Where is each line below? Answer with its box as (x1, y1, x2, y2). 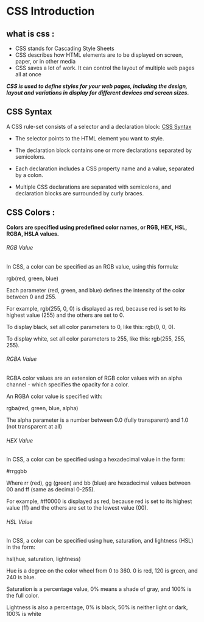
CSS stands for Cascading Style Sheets (15, 45, 114, 52)
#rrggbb (6, 468, 27, 475)
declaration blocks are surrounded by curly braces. (15, 189, 144, 197)
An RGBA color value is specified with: (6, 392, 103, 400)
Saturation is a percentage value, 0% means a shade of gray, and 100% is (6, 585, 192, 593)
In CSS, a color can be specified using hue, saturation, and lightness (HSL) (6, 537, 194, 544)
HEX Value (6, 436, 33, 444)
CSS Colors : (6, 208, 55, 218)
